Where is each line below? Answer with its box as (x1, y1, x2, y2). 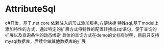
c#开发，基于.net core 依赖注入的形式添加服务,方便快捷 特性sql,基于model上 (5, 20, 159, 26)
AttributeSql (5, 3, 56, 15)
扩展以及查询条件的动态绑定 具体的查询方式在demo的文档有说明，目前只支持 (5, 32, 160, 38)
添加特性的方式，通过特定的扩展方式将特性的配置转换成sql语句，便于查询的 (5, 26, 157, 32)
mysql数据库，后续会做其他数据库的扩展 (5, 38, 86, 44)
